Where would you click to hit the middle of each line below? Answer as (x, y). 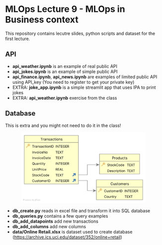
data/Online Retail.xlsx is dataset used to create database (72, 232)
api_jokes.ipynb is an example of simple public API (65, 71)
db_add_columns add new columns (49, 227)
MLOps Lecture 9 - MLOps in (65, 9)
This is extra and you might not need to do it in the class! (63, 125)
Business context (42, 20)
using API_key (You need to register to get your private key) (73, 82)
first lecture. (18, 39)
